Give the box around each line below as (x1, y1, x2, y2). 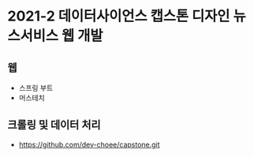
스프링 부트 (18, 84, 54, 92)
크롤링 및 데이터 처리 (7, 118, 101, 132)
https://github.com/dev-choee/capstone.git (18, 140, 160, 149)
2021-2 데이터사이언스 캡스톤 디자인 (7, 7, 230, 25)
